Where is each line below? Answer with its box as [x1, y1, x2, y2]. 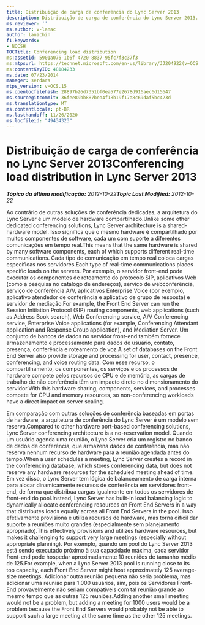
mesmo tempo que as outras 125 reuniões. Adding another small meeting [6, 592, 190, 600]
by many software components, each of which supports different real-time [6, 248, 195, 255]
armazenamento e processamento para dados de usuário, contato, [6, 339, 175, 347]
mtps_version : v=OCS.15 [6, 83, 67, 90]
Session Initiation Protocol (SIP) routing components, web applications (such [6, 306, 199, 314]
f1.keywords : [6, 37, 40, 44]
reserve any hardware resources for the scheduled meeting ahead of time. [6, 468, 194, 476]
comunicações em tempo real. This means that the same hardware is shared [6, 241, 198, 249]
